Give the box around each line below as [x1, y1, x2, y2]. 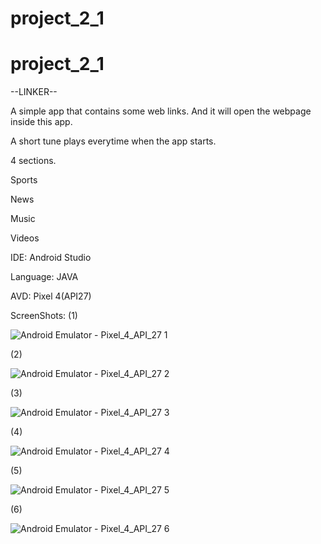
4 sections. [10, 155, 57, 167]
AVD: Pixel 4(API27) [10, 290, 92, 302]
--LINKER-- [10, 86, 58, 98]
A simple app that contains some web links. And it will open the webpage [10, 105, 312, 117]
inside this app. [10, 116, 73, 128]
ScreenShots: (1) [10, 310, 78, 322]
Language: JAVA [10, 271, 79, 283]
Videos [10, 232, 40, 244]
